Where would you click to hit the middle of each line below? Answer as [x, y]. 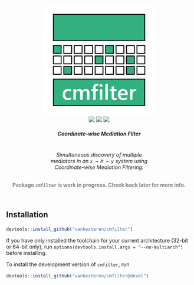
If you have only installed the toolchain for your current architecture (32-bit [97, 240]
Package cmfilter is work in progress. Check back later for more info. [99, 185]
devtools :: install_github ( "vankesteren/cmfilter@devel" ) [78, 276]
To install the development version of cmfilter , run [68, 264]
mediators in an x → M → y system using [99, 161]
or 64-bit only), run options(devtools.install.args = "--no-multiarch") [95, 247]
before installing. [27, 253]
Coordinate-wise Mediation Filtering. [99, 167]
